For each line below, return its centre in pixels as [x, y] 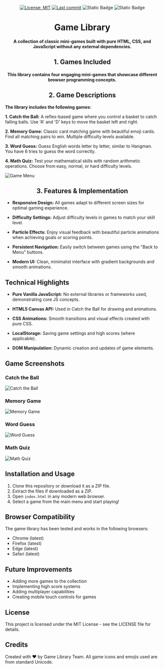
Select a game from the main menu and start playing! [66, 501]
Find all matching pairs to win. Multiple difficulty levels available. [70, 136]
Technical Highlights [37, 282]
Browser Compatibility [40, 517]
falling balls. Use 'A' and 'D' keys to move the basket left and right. [72, 122]
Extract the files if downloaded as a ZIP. [52, 491]
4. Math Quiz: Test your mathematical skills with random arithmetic [73, 161]
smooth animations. [32, 267]
